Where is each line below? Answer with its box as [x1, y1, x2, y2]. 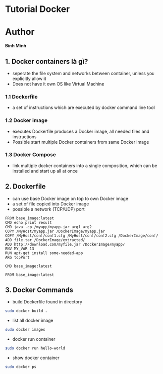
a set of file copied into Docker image [12, 200, 89, 207]
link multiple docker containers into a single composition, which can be [12, 163, 158, 169]
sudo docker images [5, 327, 46, 332]
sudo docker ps [5, 365, 37, 370]
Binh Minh [5, 43, 27, 49]
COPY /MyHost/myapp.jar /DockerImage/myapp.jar [5, 229, 106, 234]
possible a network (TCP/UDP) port [12, 206, 85, 212]
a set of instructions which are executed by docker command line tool [12, 104, 155, 110]
